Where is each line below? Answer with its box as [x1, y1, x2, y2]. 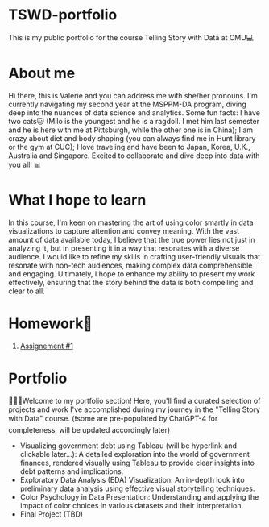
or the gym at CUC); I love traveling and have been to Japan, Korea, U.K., [8, 142, 251, 151]
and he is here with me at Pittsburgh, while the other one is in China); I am [8, 125, 254, 135]
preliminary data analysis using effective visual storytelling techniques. [19, 483, 255, 493]
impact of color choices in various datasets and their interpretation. [19, 500, 244, 510]
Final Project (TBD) [19, 509, 83, 519]
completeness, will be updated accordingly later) [8, 425, 171, 434]
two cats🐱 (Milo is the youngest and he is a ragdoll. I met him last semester [8, 116, 260, 126]
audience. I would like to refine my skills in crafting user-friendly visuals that [8, 251, 260, 261]
